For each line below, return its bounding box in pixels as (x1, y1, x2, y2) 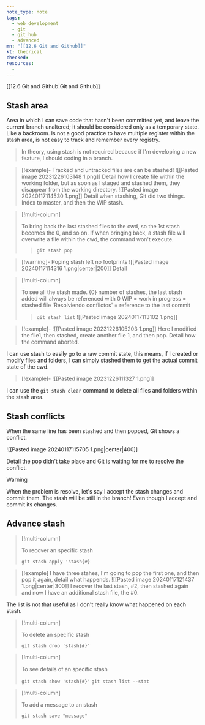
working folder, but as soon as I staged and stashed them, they (21, 179, 181, 187)
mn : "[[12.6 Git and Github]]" (6, 43, 86, 50)
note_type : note (6, 9, 48, 15)
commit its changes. (6, 501, 58, 508)
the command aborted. (21, 338, 80, 346)
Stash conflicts (6, 411, 65, 421)
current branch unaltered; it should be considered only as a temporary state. (6, 123, 199, 130)
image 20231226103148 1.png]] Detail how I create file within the (21, 173, 185, 181)
